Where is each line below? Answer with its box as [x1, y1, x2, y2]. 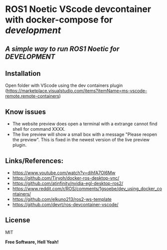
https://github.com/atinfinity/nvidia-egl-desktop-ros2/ [12, 181, 124, 187]
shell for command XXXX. [12, 126, 66, 132]
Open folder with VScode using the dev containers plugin [5, 82, 123, 88]
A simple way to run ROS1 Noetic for [5, 44, 120, 53]
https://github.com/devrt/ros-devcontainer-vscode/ [12, 202, 119, 208]
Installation [5, 69, 41, 78]
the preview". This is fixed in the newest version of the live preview [12, 137, 150, 143]
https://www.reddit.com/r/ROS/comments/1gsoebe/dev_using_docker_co [12, 186, 163, 192]
